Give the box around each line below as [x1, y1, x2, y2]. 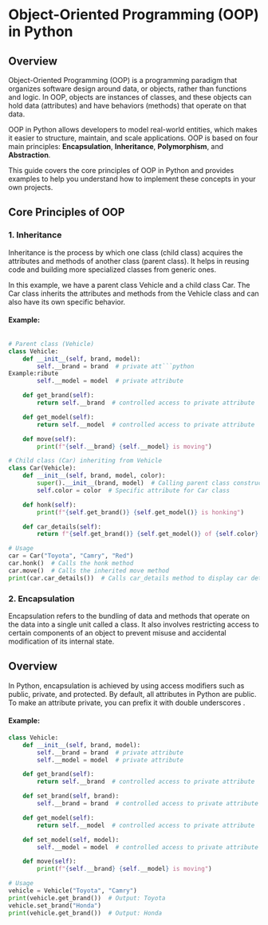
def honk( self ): [22, 501, 77, 509]
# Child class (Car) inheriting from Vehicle [8, 457, 162, 465]
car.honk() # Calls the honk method [8, 560, 134, 568]
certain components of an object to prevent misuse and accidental [8, 628, 227, 637]
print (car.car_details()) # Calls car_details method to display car [8, 574, 248, 582]
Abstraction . [8, 150, 51, 159]
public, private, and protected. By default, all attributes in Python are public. [8, 689, 257, 699]
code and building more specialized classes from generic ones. [8, 265, 217, 274]
